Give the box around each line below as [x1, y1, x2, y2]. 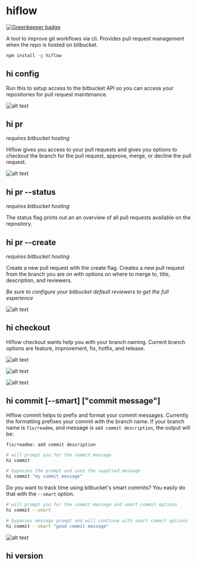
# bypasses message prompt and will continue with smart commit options [6, 517, 188, 524]
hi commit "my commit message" [6, 473, 83, 480]
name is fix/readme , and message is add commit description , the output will [6, 424, 191, 431]
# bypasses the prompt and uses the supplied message [6, 468, 141, 474]
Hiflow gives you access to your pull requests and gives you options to [6, 146, 178, 153]
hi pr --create [6, 237, 56, 248]
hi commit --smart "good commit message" [6, 523, 109, 529]
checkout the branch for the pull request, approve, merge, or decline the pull [6, 152, 192, 159]
